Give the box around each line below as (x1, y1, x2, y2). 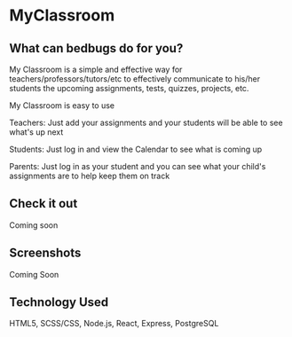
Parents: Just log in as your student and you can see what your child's (9, 161, 266, 171)
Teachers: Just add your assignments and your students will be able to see (9, 117, 283, 128)
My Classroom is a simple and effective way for (9, 64, 183, 74)
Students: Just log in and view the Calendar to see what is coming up (9, 144, 263, 154)
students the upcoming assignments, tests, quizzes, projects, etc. (9, 83, 249, 93)
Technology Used (9, 294, 109, 310)
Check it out (9, 196, 78, 211)
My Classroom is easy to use (9, 100, 115, 111)
